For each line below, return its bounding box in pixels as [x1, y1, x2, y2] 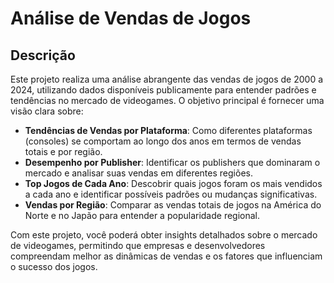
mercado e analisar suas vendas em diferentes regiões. [24, 167, 253, 179]
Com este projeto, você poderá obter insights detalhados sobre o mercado [10, 229, 318, 241]
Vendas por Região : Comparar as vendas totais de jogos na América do [24, 199, 322, 211]
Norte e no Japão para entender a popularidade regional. [24, 210, 261, 221]
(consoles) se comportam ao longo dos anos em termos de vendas [24, 135, 302, 147]
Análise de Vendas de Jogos [10, 7, 252, 30]
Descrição [10, 47, 76, 64]
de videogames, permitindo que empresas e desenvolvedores [10, 240, 266, 251]
